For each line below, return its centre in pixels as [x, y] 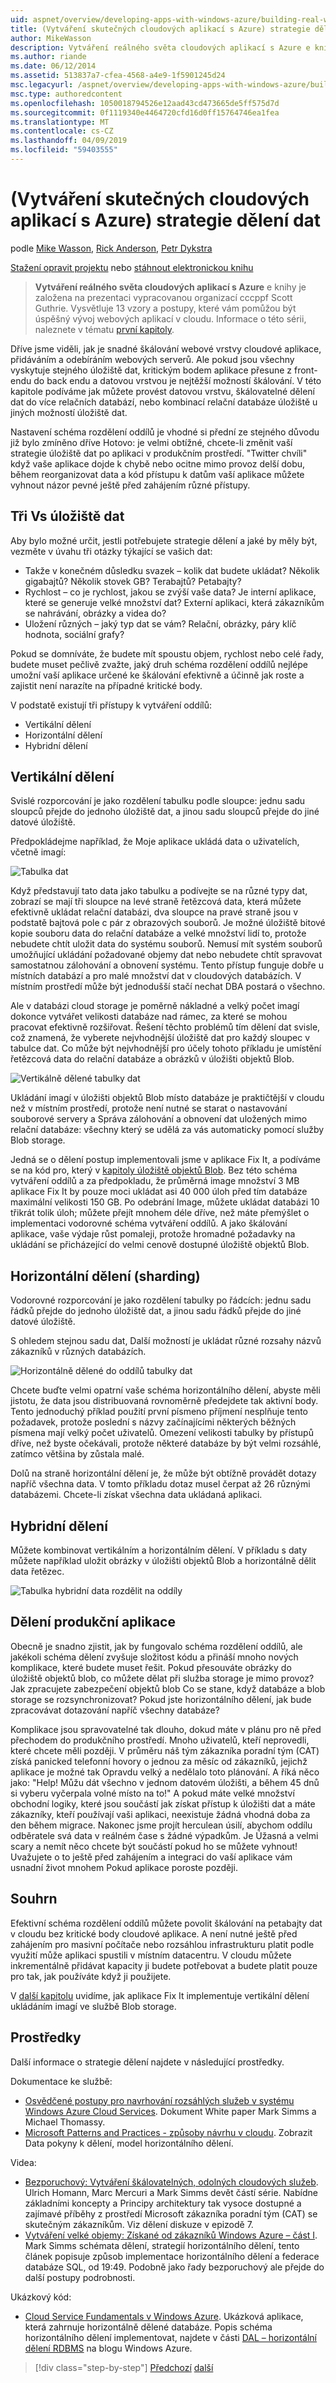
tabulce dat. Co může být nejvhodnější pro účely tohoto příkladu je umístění [166, 1048]
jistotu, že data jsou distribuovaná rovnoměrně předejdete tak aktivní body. [164, 1401]
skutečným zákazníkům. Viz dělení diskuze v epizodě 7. [139, 2224]
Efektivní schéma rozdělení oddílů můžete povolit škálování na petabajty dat [166, 1923]
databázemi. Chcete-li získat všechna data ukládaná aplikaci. [136, 1495]
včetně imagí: [38, 852]
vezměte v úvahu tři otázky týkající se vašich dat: [111, 551]
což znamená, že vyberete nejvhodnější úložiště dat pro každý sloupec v [160, 1038]
